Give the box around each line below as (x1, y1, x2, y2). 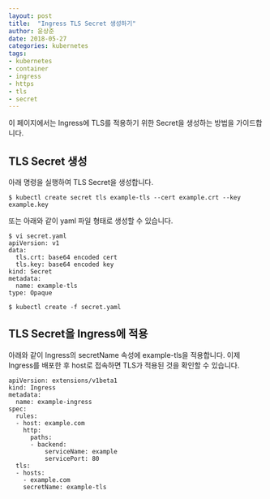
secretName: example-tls (23, 483, 107, 491)
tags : (8, 49, 27, 58)
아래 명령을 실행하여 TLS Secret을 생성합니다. (8, 178, 154, 187)
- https (8, 80, 35, 88)
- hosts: (15, 468, 45, 477)
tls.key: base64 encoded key (15, 260, 114, 269)
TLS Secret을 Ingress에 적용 (8, 327, 148, 341)
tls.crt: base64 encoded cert (15, 253, 118, 262)
